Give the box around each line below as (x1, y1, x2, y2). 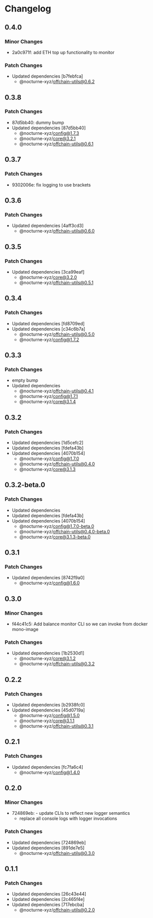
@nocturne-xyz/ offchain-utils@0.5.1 (19, 279, 94, 286)
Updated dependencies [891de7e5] (11, 845, 85, 851)
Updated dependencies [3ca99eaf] (11, 269, 85, 275)
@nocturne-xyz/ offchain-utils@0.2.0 (19, 907, 95, 913)
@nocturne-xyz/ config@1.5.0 (19, 713, 80, 719)
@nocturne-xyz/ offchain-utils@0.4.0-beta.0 (19, 528, 110, 534)
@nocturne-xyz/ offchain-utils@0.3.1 (19, 723, 94, 729)
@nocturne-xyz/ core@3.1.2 (19, 655, 76, 661)
